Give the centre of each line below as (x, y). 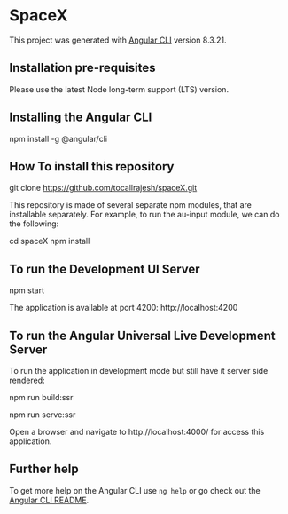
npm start (27, 290)
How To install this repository (92, 166)
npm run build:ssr (41, 397)
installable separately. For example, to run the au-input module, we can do (144, 215)
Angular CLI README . (49, 500)
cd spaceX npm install (50, 241)
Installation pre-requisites (82, 68)
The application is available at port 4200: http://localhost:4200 (124, 308)
